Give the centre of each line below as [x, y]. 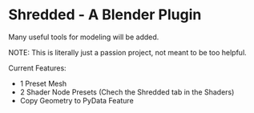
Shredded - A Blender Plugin [105, 15]
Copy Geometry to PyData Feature [77, 100]
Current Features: [37, 68]
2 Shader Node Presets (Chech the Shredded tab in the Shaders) [127, 92]
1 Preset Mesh [43, 83]
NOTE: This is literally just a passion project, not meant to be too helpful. [127, 52]
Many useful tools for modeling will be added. [84, 37]
